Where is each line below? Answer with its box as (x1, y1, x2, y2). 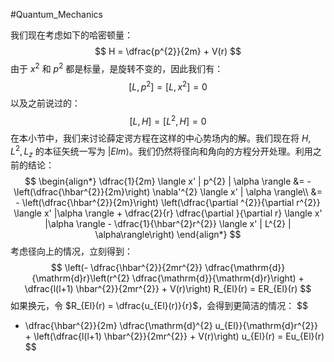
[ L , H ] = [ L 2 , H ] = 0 (129, 114, 207, 127)
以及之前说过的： (10, 97, 81, 109)
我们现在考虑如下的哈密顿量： (10, 29, 133, 41)
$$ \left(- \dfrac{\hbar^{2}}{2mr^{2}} (50, 262, 203, 274)
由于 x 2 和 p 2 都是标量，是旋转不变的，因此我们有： (10, 61, 224, 74)
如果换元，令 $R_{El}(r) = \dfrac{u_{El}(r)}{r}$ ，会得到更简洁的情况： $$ (10, 300, 309, 312)
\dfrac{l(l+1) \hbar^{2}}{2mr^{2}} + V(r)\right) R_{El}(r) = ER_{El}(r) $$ (24, 283, 312, 295)
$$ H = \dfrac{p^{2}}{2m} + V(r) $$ (94, 45, 242, 57)
